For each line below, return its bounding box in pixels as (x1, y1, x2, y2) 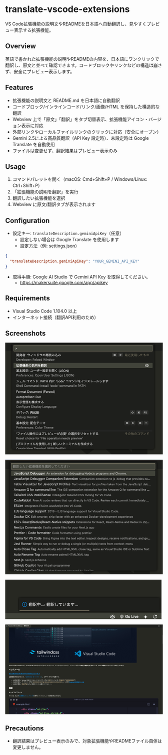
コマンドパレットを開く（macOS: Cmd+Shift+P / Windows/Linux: (12, 176, 147, 182)
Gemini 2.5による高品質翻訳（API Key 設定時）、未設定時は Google (12, 135, 149, 141)
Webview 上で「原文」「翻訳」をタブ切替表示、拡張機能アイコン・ (12, 116, 149, 122)
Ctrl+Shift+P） (12, 182, 42, 189)
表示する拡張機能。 (13, 27, 53, 33)
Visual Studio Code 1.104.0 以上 (12, 308, 77, 314)
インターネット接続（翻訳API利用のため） (12, 314, 99, 320)
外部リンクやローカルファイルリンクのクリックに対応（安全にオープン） (12, 129, 161, 135)
